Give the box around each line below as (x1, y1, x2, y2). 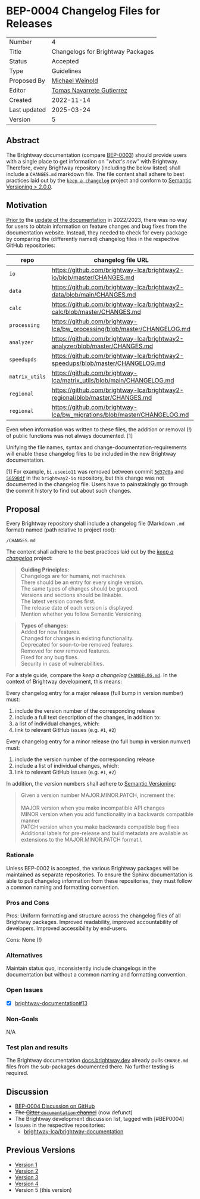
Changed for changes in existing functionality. (20, 635, 134, 642)
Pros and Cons (6, 898, 49, 907)
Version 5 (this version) (14, 1186, 73, 1194)
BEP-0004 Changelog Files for (6, 4, 161, 18)
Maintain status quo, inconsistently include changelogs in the (6, 965, 157, 972)
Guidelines (51, 67, 82, 75)
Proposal (6, 504, 40, 514)
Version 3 (14, 1173, 39, 1181)
